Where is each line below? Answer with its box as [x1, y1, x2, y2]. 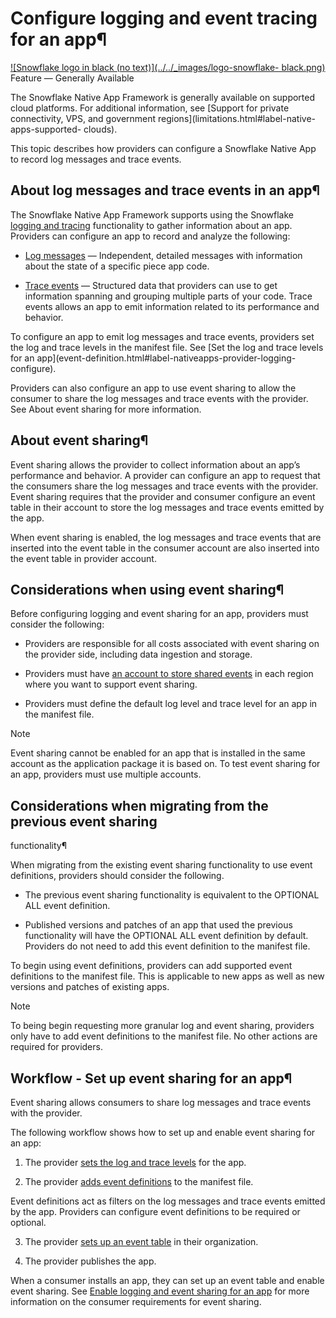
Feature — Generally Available [10, 72, 135, 84]
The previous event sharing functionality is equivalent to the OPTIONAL [24, 889, 320, 901]
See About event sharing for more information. [10, 403, 202, 415]
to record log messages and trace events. [10, 153, 182, 165]
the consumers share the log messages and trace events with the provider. [10, 480, 319, 492]
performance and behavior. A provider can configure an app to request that [10, 469, 321, 481]
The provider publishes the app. [24, 1255, 157, 1267]
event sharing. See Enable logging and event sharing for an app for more [10, 1285, 310, 1297]
